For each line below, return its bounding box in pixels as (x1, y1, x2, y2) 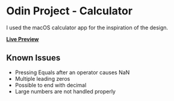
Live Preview (6, 35, 39, 42)
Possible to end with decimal (14, 81, 87, 88)
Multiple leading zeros (14, 75, 70, 82)
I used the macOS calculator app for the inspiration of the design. (6, 24, 169, 31)
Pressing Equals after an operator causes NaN (14, 69, 130, 76)
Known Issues (6, 53, 61, 63)
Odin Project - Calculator (6, 4, 133, 18)
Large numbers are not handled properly (14, 88, 116, 95)
